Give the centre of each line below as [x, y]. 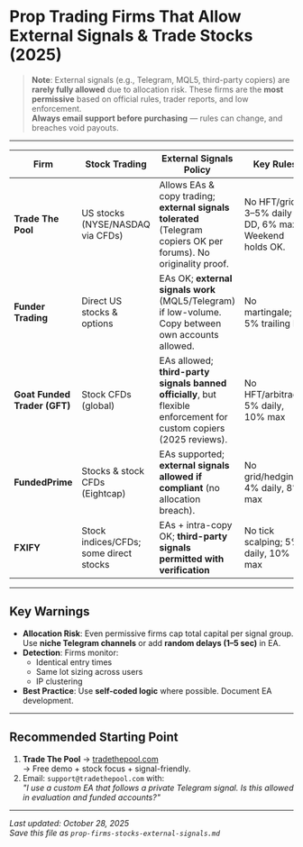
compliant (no [190, 487]
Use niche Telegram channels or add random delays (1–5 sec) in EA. [151, 642]
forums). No [184, 252]
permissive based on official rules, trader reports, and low [140, 99]
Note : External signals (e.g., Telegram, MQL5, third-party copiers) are [161, 79]
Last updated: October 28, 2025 [69, 823]
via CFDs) [102, 235]
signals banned [193, 383]
